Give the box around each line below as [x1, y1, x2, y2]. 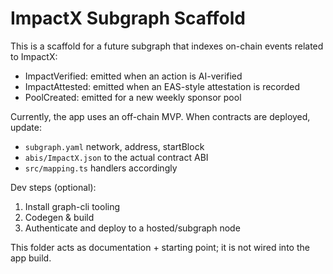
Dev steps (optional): [10, 181, 97, 193]
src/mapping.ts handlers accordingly [24, 162, 178, 174]
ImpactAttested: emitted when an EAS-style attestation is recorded [24, 80, 301, 92]
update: [10, 121, 42, 133]
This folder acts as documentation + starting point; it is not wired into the [10, 241, 310, 253]
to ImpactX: [10, 50, 58, 62]
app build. [10, 252, 52, 264]
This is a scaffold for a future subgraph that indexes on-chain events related [10, 40, 324, 52]
